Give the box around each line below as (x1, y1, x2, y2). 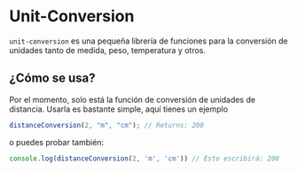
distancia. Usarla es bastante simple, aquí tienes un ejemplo (9, 104, 229, 114)
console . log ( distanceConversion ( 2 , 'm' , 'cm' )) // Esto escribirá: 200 (9, 153, 279, 163)
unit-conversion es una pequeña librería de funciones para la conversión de (9, 35, 288, 46)
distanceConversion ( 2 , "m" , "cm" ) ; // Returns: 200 (9, 121, 204, 129)
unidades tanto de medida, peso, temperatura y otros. (9, 44, 207, 55)
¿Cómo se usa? (9, 71, 96, 86)
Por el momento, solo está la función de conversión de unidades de (9, 94, 255, 105)
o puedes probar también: (9, 137, 105, 147)
